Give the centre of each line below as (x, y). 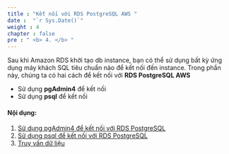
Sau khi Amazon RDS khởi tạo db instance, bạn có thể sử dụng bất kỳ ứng (115, 60)
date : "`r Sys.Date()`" (45, 20)
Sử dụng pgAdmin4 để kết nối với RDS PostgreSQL (92, 129)
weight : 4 (23, 27)
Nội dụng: (22, 112)
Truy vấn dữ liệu (41, 143)
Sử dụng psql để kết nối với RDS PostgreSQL (83, 136)
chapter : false (31, 34)
